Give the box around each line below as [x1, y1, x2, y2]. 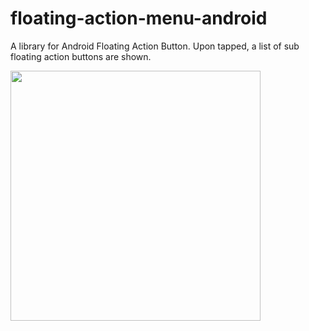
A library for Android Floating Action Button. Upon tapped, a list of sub [10, 40, 300, 52]
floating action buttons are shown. [10, 50, 152, 62]
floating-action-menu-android [10, 7, 268, 30]
